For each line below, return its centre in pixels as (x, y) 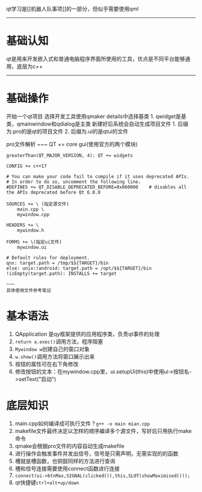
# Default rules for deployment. (48, 257)
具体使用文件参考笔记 (29, 291)
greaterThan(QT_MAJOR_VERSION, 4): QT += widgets (70, 155)
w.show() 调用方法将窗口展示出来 (55, 356)
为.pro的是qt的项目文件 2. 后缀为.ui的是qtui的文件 (67, 131)
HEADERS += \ (23, 225)
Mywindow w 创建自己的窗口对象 (52, 349)
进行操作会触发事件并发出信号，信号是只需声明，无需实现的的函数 (96, 454)
